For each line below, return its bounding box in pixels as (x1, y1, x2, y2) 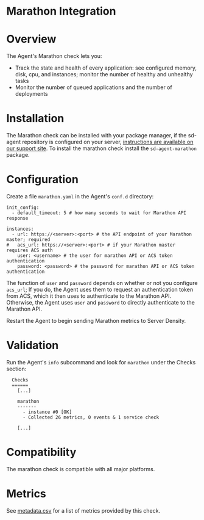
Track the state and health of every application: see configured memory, (15, 64, 197, 71)
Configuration (6, 173, 79, 187)
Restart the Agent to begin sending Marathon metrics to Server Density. (6, 317, 186, 324)
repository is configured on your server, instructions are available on (22, 139, 194, 146)
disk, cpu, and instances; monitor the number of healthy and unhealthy (15, 71, 193, 78)
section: (6, 365, 27, 372)
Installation (6, 112, 65, 126)
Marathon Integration (6, 4, 116, 18)
